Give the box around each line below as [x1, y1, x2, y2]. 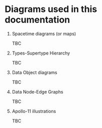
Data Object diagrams [12, 69, 57, 75]
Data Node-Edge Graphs [12, 88, 63, 94]
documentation [5, 14, 70, 25]
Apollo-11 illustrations [12, 108, 56, 114]
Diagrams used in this [5, 3, 97, 15]
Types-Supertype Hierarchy [12, 50, 70, 56]
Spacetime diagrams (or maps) [12, 30, 76, 36]
